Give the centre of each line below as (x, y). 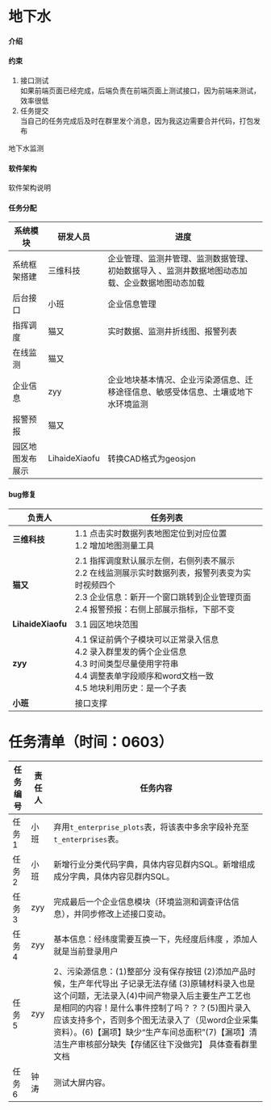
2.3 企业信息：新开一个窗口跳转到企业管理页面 (163, 597)
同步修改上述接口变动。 (126, 914)
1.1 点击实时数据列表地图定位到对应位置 (151, 533)
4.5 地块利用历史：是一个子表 (131, 688)
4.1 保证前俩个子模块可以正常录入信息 (147, 639)
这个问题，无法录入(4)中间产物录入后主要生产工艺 (148, 995)
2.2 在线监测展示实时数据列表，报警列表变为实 (163, 572)
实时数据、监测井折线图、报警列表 (173, 331)
